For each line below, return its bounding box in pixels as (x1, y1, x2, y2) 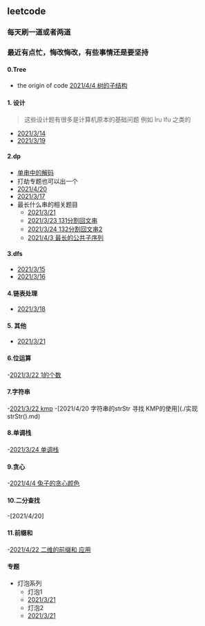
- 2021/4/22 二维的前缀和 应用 (7, 545, 91, 554)
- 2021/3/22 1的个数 (7, 371, 62, 379)
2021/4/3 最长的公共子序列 (27, 233, 104, 242)
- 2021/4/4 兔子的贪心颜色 (7, 479, 80, 487)
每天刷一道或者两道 (7, 28, 71, 37)
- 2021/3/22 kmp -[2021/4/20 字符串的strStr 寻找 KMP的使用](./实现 (7, 404, 198, 413)
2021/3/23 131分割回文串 (27, 216, 98, 224)
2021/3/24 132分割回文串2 (27, 224, 103, 233)
